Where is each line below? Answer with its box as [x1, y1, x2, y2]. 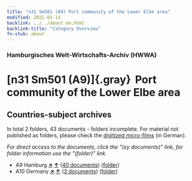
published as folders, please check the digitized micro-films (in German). [7, 132, 187, 139]
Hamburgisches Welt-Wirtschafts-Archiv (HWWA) [7, 51, 157, 59]
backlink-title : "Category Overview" [7, 25, 101, 32]
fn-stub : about [7, 31, 45, 37]
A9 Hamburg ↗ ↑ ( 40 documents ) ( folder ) [15, 161, 120, 168]
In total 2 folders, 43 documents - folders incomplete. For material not [7, 125, 179, 132]
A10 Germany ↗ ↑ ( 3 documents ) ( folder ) [15, 168, 118, 175]
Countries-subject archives [7, 109, 112, 120]
